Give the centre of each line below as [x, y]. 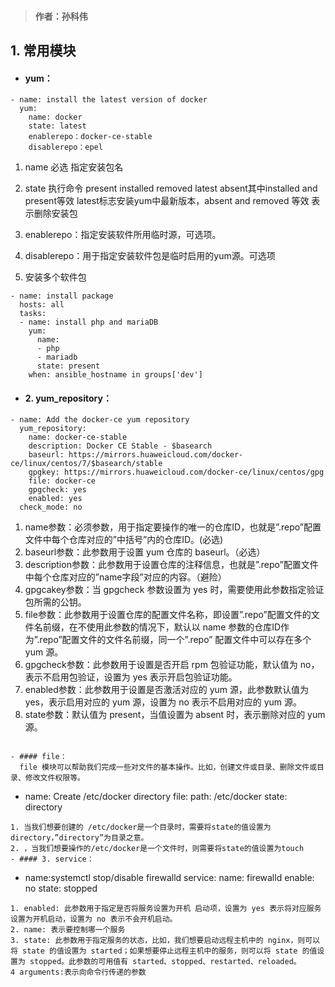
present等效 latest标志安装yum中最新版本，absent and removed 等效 [167, 201]
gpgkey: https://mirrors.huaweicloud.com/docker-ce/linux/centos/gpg [176, 472]
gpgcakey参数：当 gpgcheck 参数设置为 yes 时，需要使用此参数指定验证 [174, 590]
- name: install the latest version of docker [109, 100]
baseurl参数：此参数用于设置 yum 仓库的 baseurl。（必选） [145, 552]
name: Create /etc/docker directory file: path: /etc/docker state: [156, 797]
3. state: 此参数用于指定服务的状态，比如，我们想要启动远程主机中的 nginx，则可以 [165, 941]
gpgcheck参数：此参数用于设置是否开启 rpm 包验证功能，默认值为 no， [172, 665]
